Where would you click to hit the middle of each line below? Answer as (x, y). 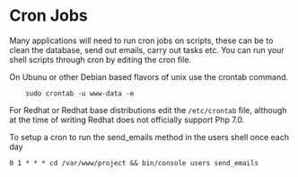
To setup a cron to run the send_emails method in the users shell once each (149, 137)
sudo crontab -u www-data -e (80, 93)
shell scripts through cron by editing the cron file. (100, 59)
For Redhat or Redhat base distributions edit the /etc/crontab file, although (148, 110)
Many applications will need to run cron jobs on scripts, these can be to (141, 40)
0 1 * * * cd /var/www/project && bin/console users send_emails (134, 163)
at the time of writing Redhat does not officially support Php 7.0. (127, 119)
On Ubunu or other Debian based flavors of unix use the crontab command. (149, 76)
